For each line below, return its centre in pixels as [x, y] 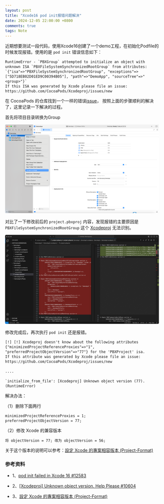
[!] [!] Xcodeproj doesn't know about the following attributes [72, 342]
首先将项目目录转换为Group [33, 118]
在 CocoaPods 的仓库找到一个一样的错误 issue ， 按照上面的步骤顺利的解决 [79, 101]
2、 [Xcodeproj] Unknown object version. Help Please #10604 [74, 486]
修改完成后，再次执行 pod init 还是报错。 [47, 332]
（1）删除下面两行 [23, 406]
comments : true [20, 26]
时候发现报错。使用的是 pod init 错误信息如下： [54, 52]
